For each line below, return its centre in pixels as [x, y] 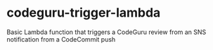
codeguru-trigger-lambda [84, 13]
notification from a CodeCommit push [61, 39]
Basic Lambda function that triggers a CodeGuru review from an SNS [106, 32]
